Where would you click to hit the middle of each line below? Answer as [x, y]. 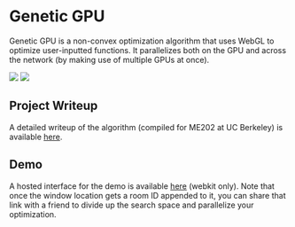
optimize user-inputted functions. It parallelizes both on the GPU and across [147, 50]
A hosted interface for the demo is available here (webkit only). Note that [142, 186]
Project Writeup [54, 106]
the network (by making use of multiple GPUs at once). [109, 59]
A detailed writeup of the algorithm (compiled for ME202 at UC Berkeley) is [146, 127]
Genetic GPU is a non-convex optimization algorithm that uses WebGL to [142, 41]
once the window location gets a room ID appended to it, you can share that [147, 195]
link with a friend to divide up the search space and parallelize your [132, 205]
